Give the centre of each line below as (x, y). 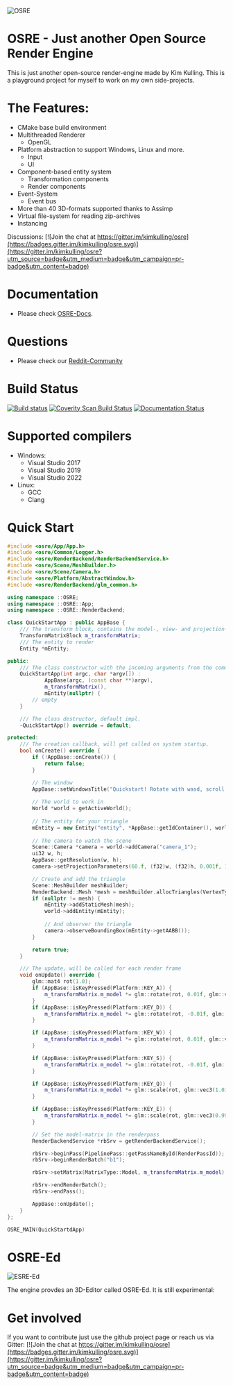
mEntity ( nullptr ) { (72, 694)
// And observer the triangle (88, 924)
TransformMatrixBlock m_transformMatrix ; (80, 636)
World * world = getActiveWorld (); (82, 809)
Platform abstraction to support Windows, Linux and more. (101, 149)
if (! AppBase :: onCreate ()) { (74, 757)
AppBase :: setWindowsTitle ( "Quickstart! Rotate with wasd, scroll (129, 789)
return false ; (64, 764)
